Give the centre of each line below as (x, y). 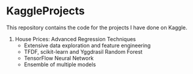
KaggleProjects (46, 11)
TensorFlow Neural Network (59, 58)
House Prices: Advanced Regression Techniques (75, 39)
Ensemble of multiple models (60, 64)
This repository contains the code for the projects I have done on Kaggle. (97, 27)
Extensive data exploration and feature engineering (87, 45)
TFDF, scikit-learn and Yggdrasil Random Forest (83, 51)
